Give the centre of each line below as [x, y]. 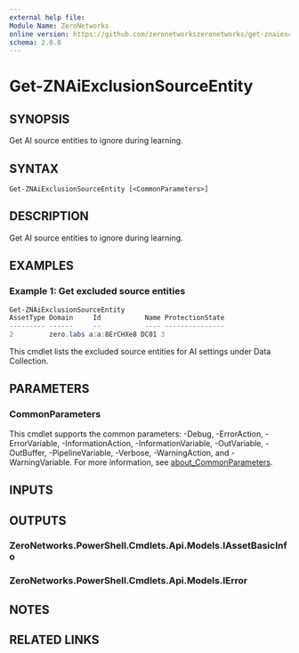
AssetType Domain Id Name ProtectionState [117, 318]
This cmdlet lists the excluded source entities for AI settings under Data [140, 352]
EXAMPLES [41, 266]
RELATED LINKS [54, 640]
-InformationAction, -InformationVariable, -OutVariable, [163, 443]
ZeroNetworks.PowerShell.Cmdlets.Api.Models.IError [128, 581]
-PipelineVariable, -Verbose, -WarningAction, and [139, 453]
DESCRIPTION [49, 216]
